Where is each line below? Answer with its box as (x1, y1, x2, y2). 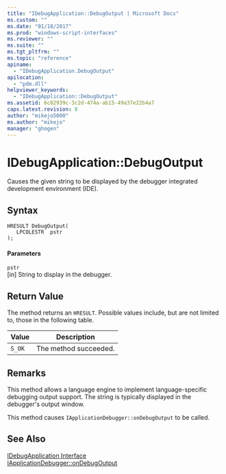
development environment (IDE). (7, 185, 99, 193)
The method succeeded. (36, 344, 115, 354)
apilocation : (7, 74, 45, 81)
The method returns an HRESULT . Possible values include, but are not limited (7, 308, 219, 317)
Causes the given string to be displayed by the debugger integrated (7, 177, 198, 185)
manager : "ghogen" (7, 125, 60, 132)
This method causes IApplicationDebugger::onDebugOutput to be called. (7, 413, 210, 421)
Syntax (7, 204, 38, 216)
